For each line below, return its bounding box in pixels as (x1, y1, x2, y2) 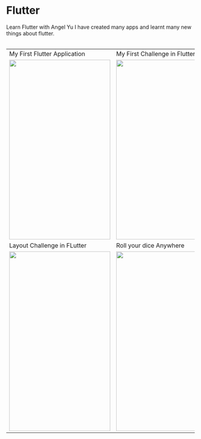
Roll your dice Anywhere (116, 241, 185, 249)
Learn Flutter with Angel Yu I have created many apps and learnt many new (6, 23, 191, 31)
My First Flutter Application (9, 49, 86, 57)
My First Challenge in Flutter (116, 49, 196, 57)
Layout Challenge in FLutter (9, 241, 87, 249)
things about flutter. (6, 29, 55, 37)
